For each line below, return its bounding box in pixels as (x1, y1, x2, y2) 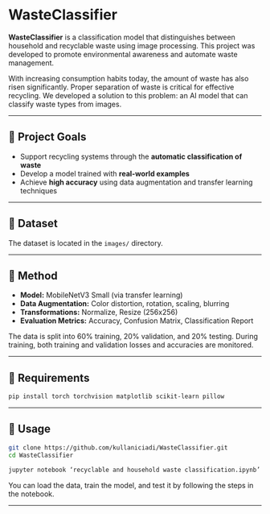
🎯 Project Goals (8, 131, 87, 144)
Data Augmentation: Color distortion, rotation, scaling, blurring (19, 299, 230, 309)
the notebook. (8, 489, 55, 499)
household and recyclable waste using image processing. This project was (8, 40, 256, 50)
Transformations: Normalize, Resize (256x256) (19, 308, 178, 317)
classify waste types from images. (8, 99, 122, 109)
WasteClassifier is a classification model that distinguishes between (8, 32, 235, 42)
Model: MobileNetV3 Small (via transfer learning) (19, 290, 183, 300)
